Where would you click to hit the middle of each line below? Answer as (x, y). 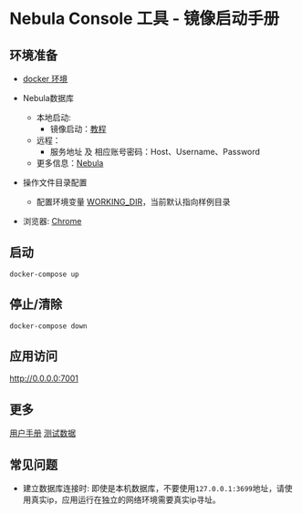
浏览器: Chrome (52, 221)
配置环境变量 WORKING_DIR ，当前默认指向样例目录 (133, 202)
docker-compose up (44, 274)
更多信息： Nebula (70, 163)
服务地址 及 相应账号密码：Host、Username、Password (155, 152)
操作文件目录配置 (55, 182)
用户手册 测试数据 (42, 433)
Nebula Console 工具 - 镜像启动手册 (145, 19)
